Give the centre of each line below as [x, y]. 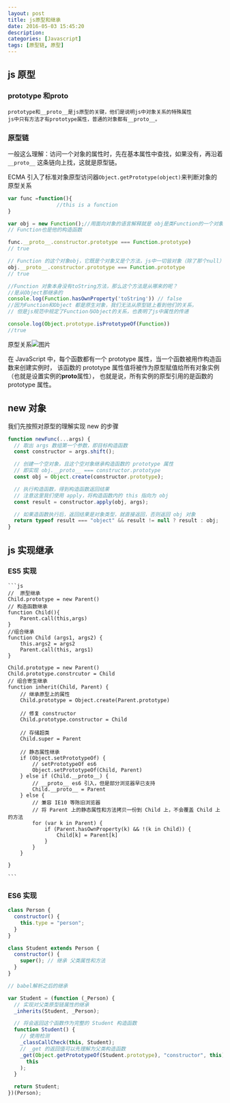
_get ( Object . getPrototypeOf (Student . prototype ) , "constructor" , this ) [123, 1055]
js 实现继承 [31, 550]
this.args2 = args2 [48, 644]
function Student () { [45, 1030]
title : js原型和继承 [34, 20]
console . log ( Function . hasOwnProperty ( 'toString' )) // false [95, 299]
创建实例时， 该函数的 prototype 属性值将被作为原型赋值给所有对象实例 [120, 367]
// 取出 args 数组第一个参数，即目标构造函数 [71, 445]
